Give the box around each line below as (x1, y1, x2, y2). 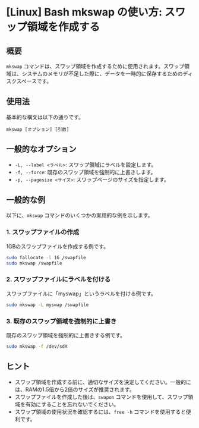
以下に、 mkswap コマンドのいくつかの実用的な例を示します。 (6, 212, 153, 219)
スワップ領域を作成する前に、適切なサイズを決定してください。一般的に (14, 378, 192, 385)
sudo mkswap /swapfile (6, 260, 62, 266)
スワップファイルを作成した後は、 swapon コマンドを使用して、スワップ (14, 393, 188, 400)
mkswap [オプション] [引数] (6, 126, 70, 133)
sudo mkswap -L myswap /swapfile (6, 301, 89, 308)
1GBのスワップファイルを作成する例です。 (6, 243, 109, 250)
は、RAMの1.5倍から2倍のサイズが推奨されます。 (14, 386, 135, 393)
